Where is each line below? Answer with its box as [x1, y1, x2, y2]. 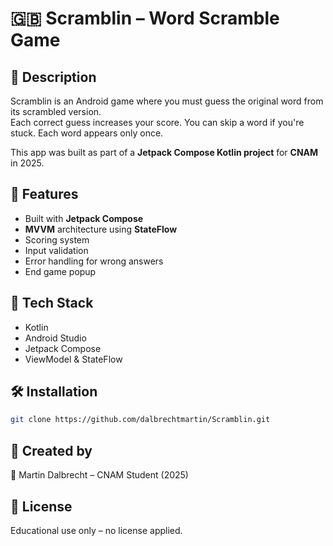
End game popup [24, 265, 97, 277]
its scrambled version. [10, 106, 102, 117]
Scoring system [24, 233, 90, 246]
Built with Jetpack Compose [24, 212, 144, 224]
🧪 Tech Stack [10, 295, 94, 312]
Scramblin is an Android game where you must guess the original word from [10, 95, 324, 107]
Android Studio [24, 332, 87, 344]
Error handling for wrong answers [24, 255, 164, 267]
